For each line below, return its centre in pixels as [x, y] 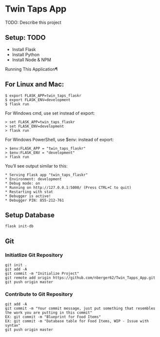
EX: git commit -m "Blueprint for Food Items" [53, 317]
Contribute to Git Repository [39, 294]
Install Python [26, 54]
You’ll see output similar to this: [36, 166]
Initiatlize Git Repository [34, 255]
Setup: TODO [26, 38]
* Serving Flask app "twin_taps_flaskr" [47, 175]
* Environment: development [34, 179]
